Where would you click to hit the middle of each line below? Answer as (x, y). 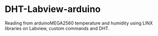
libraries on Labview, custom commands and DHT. (57, 28)
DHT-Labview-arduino (53, 9)
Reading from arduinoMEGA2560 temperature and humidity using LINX (79, 23)
